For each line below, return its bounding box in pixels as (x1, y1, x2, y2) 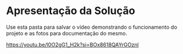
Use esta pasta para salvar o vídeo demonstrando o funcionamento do (6, 23, 178, 31)
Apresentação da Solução (6, 4, 135, 18)
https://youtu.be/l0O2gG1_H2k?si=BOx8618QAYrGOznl (6, 41, 139, 48)
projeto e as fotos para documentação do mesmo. (6, 29, 128, 36)
